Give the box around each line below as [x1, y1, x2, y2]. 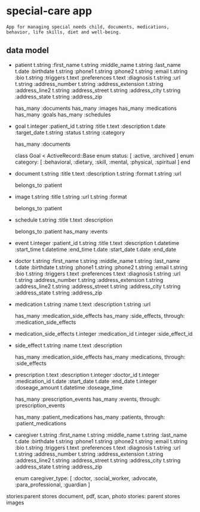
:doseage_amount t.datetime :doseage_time [14, 384, 123, 391]
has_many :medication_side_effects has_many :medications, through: [14, 353, 186, 360]
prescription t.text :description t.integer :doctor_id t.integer [14, 371, 159, 378]
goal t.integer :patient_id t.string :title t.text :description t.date [14, 122, 166, 130]
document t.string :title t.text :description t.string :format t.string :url [14, 170, 181, 177]
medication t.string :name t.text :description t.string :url [14, 301, 151, 308]
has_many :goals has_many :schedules [14, 111, 111, 118]
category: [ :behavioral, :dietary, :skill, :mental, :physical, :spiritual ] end [14, 158, 190, 165]
